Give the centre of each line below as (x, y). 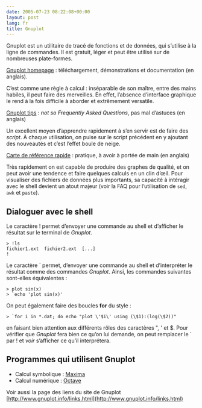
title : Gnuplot (25, 29)
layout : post (23, 17)
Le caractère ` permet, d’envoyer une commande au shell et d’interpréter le (99, 265)
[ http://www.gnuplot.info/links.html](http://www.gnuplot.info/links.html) (95, 398)
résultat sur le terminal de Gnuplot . (49, 233)
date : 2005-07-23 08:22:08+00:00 (48, 12)
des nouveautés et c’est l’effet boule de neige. (63, 144)
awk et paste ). (23, 193)
